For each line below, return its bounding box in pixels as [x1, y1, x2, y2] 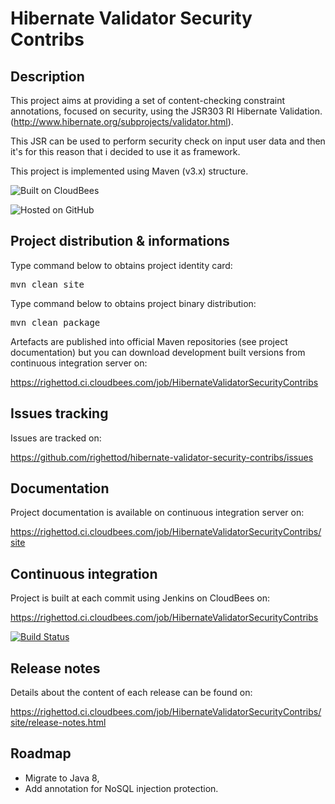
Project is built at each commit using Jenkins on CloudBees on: [10, 592, 271, 604]
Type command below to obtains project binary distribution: [10, 297, 257, 309]
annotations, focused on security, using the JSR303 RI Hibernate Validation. [10, 105, 323, 117]
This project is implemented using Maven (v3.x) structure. [10, 165, 249, 177]
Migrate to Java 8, [24, 772, 100, 784]
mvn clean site [10, 278, 85, 290]
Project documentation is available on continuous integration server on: [10, 507, 305, 519]
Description [10, 68, 85, 85]
